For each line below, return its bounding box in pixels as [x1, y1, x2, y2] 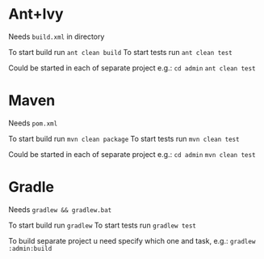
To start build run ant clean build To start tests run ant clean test [8, 47, 233, 57]
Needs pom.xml [8, 118, 58, 128]
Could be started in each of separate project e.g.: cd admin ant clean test [8, 62, 256, 73]
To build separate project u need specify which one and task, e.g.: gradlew [8, 236, 256, 245]
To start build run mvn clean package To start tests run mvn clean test [8, 134, 240, 143]
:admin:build [8, 244, 52, 253]
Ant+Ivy [8, 5, 64, 23]
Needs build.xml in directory [8, 32, 105, 41]
